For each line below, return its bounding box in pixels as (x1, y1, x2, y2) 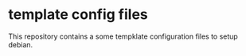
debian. (8, 39, 33, 49)
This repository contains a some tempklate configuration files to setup (8, 32, 239, 41)
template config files (8, 6, 149, 24)
